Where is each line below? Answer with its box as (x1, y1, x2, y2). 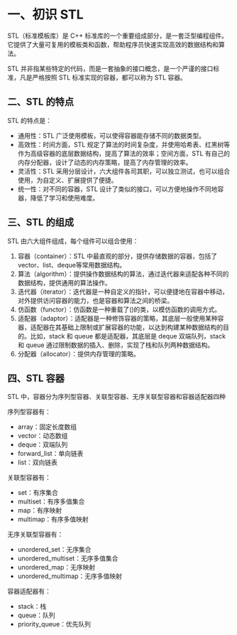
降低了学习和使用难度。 (30, 193, 99, 202)
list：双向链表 (17, 458, 58, 466)
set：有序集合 (17, 489, 58, 497)
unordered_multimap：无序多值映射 (17, 572, 122, 580)
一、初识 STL (7, 6, 84, 23)
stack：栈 (17, 602, 47, 611)
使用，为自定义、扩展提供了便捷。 (17, 176, 118, 184)
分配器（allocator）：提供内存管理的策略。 (17, 349, 140, 358)
